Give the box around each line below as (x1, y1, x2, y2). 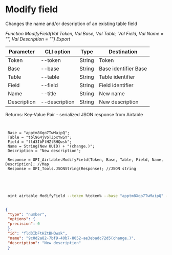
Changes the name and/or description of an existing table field (5, 20, 137, 27)
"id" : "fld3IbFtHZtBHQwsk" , (7, 231, 68, 236)
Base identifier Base (99, 65, 147, 72)
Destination (108, 48, 138, 55)
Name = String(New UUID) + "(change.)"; (7, 143, 95, 149)
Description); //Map (5, 161, 50, 167)
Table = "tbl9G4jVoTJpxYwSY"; (7, 135, 72, 140)
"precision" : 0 (7, 221, 40, 226)
